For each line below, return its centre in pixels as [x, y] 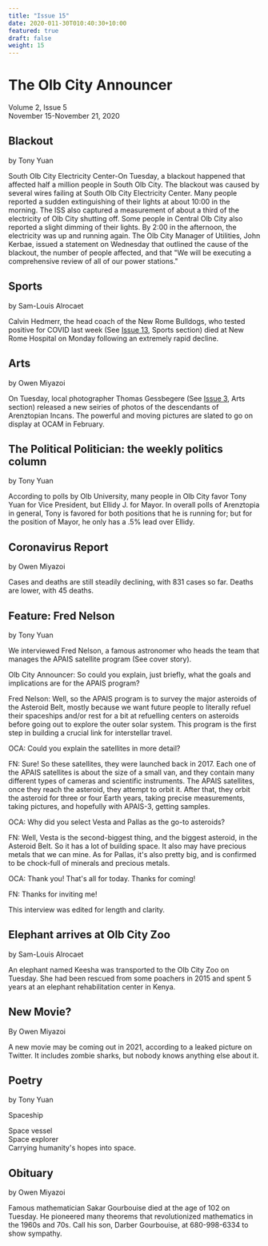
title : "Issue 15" [39, 16]
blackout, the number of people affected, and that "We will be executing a [130, 253]
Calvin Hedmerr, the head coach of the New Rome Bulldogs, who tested [127, 321]
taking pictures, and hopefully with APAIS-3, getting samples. [109, 806]
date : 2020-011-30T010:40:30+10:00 [68, 23]
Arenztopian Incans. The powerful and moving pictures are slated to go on [131, 415]
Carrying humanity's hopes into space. [72, 1148]
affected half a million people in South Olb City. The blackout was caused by [134, 184]
